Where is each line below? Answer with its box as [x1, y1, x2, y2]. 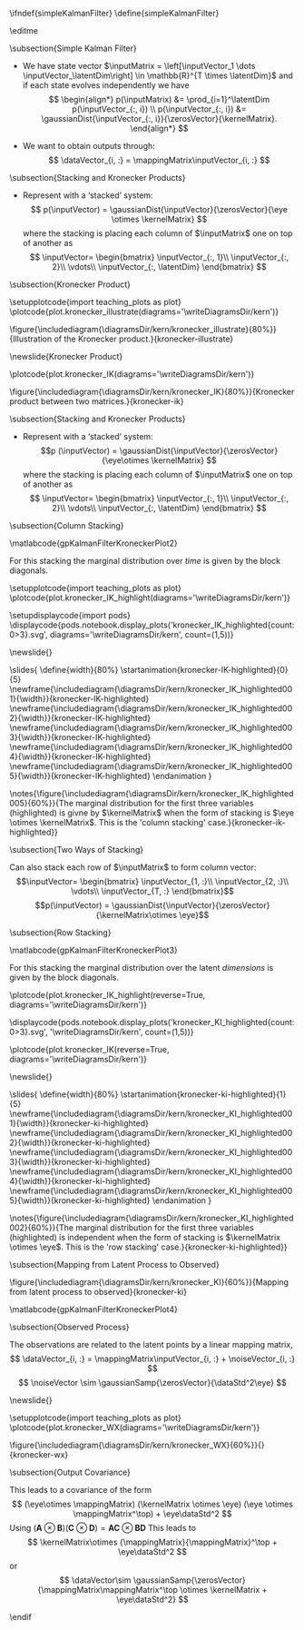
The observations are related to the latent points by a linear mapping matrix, [9, 1339, 293, 1349]
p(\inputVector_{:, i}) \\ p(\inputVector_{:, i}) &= [72, 104, 247, 114]
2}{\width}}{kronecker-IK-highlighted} [9, 713, 152, 723]
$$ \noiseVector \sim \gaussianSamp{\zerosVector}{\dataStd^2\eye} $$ [17, 1378, 288, 1388]
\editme [9, 25, 39, 35]
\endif [9, 1612, 32, 1622]
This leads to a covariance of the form [9, 1485, 152, 1495]
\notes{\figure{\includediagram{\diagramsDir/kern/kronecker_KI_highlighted [9, 1212, 294, 1223]
